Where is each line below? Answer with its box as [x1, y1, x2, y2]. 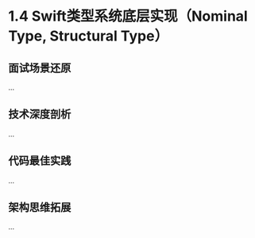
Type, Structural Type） [8, 27, 169, 45]
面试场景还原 [8, 61, 71, 75]
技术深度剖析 [8, 108, 71, 121]
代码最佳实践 [8, 154, 71, 167]
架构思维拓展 [8, 201, 71, 214]
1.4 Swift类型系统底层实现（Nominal [8, 7, 248, 25]
